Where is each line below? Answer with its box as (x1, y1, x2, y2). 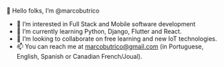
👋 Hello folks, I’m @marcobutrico (6, 7, 100, 15)
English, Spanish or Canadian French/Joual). (16, 52, 143, 60)
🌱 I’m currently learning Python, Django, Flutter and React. (16, 28, 182, 35)
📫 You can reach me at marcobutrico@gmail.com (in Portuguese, (16, 42, 204, 50)
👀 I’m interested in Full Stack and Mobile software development (16, 20, 196, 28)
